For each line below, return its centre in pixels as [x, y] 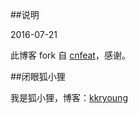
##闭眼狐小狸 [38, 76]
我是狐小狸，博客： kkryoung [69, 97]
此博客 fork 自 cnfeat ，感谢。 [70, 55]
